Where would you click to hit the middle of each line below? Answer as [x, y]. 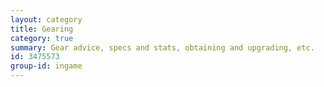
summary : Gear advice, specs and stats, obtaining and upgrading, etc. [162, 47]
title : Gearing [42, 29]
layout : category [46, 19]
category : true [42, 38]
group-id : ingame [46, 66]
